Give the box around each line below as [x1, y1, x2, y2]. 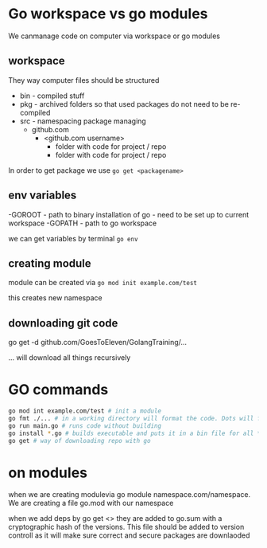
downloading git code [8, 316, 118, 330]
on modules [8, 464, 87, 482]
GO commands [8, 381, 109, 399]
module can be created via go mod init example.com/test [8, 278, 197, 288]
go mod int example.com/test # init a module [8, 407, 161, 415]
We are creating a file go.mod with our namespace [8, 499, 174, 508]
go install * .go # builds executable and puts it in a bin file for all [8, 429, 254, 437]
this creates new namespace [8, 293, 103, 303]
